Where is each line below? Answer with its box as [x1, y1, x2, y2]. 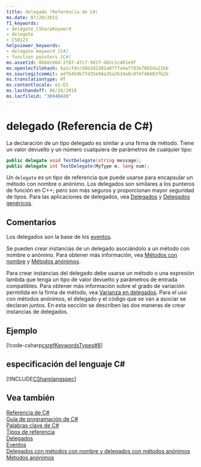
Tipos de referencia [6, 428, 56, 436]
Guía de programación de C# [6, 415, 78, 422]
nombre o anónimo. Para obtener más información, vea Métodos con [6, 252, 178, 259]
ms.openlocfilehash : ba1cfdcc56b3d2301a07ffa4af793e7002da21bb [6, 65, 169, 71]
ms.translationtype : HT [6, 76, 66, 82]
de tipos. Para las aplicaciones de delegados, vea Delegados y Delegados [6, 193, 190, 200]
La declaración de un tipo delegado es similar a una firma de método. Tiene [6, 139, 194, 146]
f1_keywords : [6, 20, 39, 26]
